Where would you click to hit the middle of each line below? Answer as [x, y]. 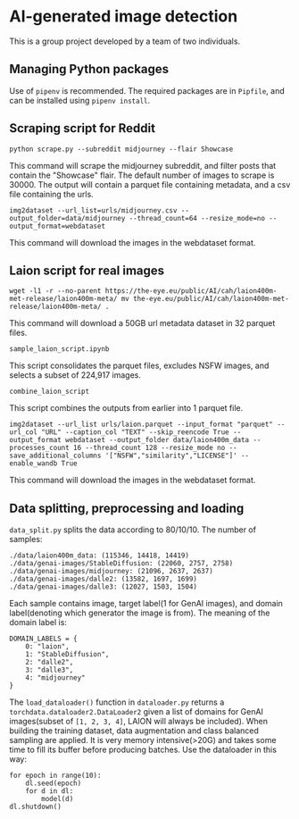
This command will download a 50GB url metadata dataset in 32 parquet [142, 323]
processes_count [39, 448]
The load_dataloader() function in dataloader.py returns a [117, 702]
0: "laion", [47, 647]
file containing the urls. [51, 194]
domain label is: [38, 623]
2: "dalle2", [50, 663]
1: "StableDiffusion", [67, 655]
